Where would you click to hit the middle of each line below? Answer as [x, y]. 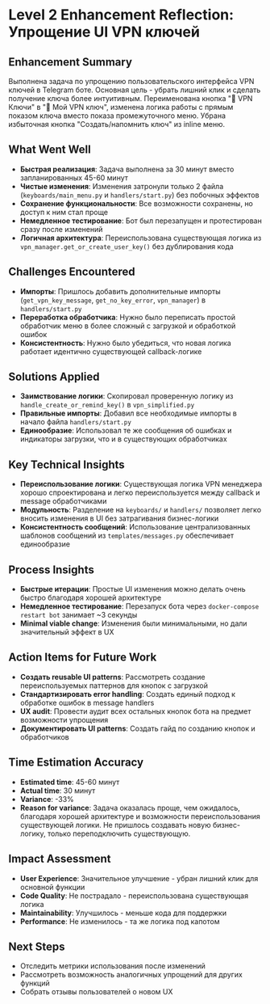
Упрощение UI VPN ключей [104, 32]
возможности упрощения [64, 719]
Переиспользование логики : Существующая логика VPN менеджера [141, 484]
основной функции [52, 887]
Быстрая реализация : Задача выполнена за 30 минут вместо [127, 169]
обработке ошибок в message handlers [87, 702]
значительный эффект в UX [67, 632]
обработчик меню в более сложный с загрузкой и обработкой [128, 326]
